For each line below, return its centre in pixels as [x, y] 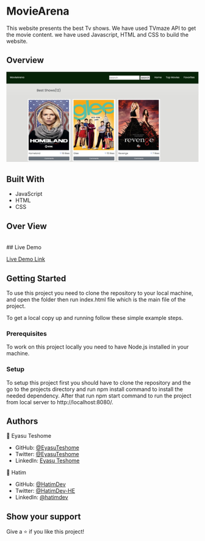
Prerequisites [27, 333]
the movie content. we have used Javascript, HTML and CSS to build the [98, 34]
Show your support [44, 516]
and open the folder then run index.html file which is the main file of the [96, 299]
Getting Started [36, 278]
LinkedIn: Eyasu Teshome [47, 461]
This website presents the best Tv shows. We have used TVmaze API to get [101, 28]
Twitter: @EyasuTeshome [47, 454]
